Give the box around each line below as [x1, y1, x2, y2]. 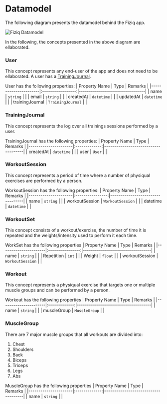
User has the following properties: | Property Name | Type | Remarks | [5, 83, 149, 89]
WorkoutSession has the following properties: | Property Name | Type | [5, 187, 151, 193]
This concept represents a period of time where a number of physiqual [5, 172, 151, 178]
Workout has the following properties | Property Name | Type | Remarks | [5, 297, 156, 303]
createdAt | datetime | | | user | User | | [28, 148, 107, 154]
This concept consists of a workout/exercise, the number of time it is [5, 227, 147, 233]
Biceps [12, 357, 27, 363]
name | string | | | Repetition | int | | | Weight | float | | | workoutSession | [5, 253, 159, 259]
